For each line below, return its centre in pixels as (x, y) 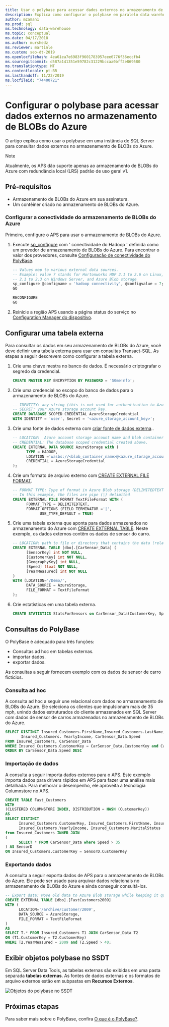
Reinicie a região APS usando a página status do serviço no (74, 312)
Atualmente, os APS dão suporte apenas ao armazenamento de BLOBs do (82, 166)
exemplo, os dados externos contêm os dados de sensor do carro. (81, 534)
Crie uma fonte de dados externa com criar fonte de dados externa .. (83, 428)
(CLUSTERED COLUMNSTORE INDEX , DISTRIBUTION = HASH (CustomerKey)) (77, 809)
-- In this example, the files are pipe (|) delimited (71, 495)
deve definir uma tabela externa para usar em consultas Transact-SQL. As (82, 351)
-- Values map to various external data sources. (66, 270)
